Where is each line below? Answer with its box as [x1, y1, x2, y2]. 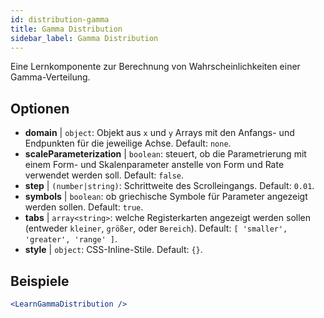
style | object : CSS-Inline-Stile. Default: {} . [24, 244, 203, 256]
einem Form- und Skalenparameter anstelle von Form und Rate [24, 159, 285, 171]
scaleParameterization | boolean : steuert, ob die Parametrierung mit [24, 148, 307, 160]
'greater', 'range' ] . [24, 233, 118, 245]
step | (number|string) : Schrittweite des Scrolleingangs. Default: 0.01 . [24, 180, 315, 192]
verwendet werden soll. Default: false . [24, 169, 185, 181]
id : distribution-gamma [10, 14, 110, 25]
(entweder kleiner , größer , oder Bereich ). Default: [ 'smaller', [24, 222, 288, 235]
